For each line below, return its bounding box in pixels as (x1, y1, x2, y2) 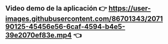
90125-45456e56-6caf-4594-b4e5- (5, 22, 125, 31)
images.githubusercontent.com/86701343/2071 (5, 15, 163, 23)
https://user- (108, 4, 151, 13)
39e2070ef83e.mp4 (5, 31, 72, 39)
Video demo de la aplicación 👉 (5, 4, 108, 13)
